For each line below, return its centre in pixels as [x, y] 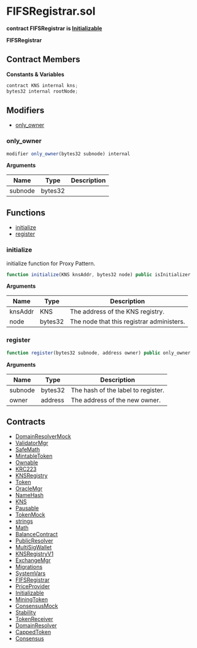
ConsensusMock [37, 606]
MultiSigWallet [33, 547]
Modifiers [25, 110]
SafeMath [27, 450]
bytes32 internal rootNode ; [42, 91]
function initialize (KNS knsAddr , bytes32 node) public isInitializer [98, 274]
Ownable [27, 463]
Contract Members [43, 60]
